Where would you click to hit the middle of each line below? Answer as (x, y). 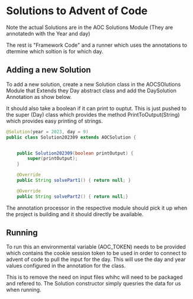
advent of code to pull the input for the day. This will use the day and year (96, 259)
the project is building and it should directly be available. (75, 214)
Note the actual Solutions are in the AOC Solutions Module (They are (90, 27)
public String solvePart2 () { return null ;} (73, 197)
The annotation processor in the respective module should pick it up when (97, 208)
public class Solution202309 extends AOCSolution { (71, 137)
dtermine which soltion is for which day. (55, 51)
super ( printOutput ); (53, 159)
